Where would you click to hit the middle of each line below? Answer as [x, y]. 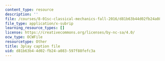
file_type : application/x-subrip [39, 23]
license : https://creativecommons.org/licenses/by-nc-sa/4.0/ [70, 32]
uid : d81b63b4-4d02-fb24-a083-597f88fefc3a [50, 51]
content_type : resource [29, 10]
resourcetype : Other [26, 42]
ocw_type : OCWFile [24, 37]
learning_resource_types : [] [35, 28]
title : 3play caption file [33, 46]
